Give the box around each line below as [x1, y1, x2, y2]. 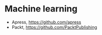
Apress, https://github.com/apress [11, 19, 81, 25]
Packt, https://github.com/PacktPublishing [11, 24, 98, 30]
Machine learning [4, 3, 78, 14]
